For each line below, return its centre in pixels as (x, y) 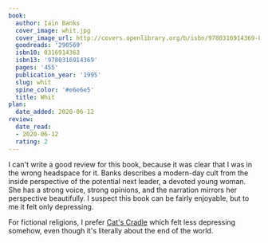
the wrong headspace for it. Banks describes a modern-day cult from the (128, 173)
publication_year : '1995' (59, 75)
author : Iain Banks (48, 23)
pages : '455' (37, 68)
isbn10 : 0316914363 (48, 53)
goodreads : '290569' (49, 45)
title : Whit (35, 97)
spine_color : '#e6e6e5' (55, 90)
